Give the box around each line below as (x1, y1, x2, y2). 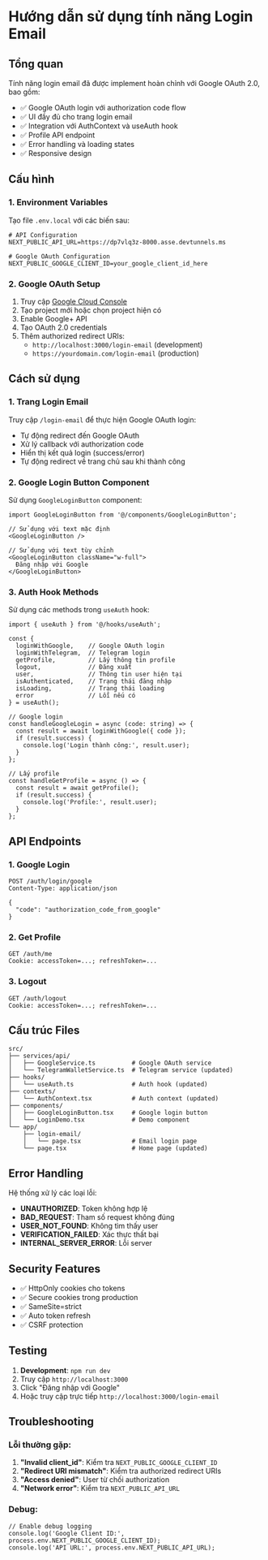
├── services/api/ (8, 1052, 70, 1061)
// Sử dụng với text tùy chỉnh (8, 546, 114, 555)
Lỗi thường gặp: (8, 1439, 71, 1450)
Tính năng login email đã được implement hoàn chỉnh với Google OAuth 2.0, (8, 79, 261, 88)
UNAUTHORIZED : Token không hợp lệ (19, 1203, 148, 1213)
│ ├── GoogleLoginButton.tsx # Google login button (8, 1108, 208, 1117)
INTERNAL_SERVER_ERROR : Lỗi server (19, 1238, 152, 1248)
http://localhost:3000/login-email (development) (32, 339, 203, 349)
